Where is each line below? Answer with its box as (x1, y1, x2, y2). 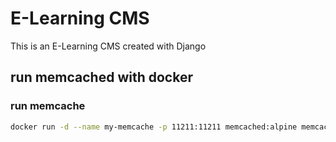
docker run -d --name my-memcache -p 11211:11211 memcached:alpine (10, 122, 298, 132)
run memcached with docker (10, 69, 193, 86)
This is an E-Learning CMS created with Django (10, 40, 207, 52)
